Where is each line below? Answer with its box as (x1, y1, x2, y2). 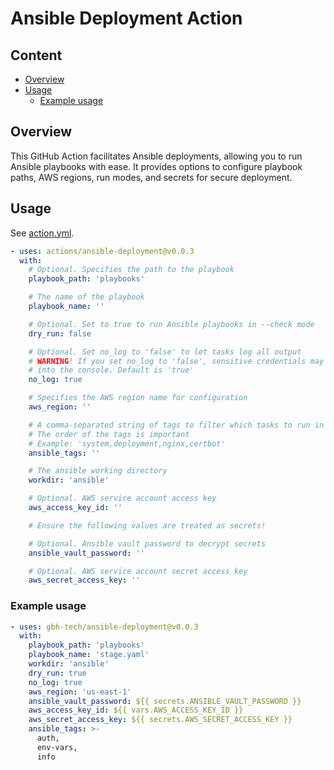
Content (10, 47, 63, 64)
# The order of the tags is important (28, 429, 190, 439)
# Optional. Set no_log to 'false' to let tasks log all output (28, 347, 302, 357)
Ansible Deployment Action (10, 7, 243, 30)
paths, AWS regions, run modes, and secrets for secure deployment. (10, 171, 293, 183)
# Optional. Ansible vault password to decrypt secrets (28, 538, 267, 549)
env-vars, (36, 742, 78, 752)
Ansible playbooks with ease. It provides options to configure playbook (10, 160, 303, 172)
